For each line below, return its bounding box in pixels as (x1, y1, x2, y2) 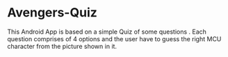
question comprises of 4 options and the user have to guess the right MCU (7, 34, 222, 43)
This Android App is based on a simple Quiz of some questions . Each (7, 27, 207, 36)
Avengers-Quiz (7, 5, 97, 21)
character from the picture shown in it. (7, 42, 117, 50)
